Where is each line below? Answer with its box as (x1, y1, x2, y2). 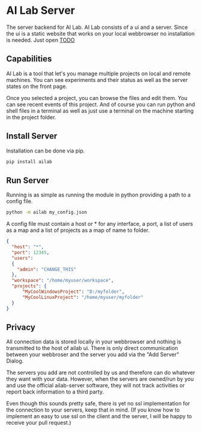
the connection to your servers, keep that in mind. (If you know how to (6, 406, 180, 413)
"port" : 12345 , (11, 249, 50, 255)
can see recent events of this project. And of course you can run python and (6, 101, 195, 108)
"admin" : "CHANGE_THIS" (17, 266, 77, 272)
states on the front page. (6, 83, 68, 90)
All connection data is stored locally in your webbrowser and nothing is (6, 338, 182, 345)
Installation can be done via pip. (6, 147, 85, 154)
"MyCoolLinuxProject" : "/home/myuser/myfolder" (22, 294, 144, 300)
